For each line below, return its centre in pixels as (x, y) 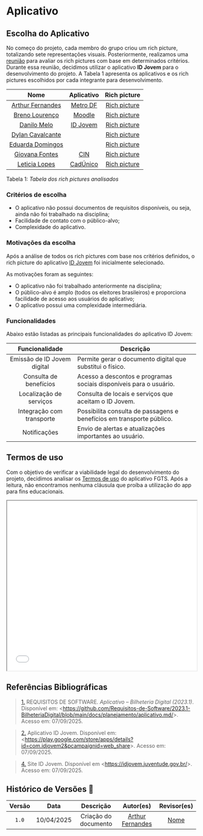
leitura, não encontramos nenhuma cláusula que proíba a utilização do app (99, 485)
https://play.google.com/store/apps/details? (79, 739)
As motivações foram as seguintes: (50, 274)
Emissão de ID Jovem (40, 359)
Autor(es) (137, 806)
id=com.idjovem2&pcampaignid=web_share (76, 745)
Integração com (40, 411)
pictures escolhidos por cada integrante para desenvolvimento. (85, 80)
